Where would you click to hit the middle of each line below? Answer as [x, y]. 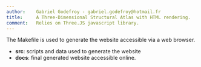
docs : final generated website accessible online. [75, 58]
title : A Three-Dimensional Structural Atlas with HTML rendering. [98, 17]
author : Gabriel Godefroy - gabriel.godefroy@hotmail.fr [84, 12]
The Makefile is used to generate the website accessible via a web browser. [101, 40]
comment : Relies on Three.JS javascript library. [73, 23]
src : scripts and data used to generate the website [78, 51]
